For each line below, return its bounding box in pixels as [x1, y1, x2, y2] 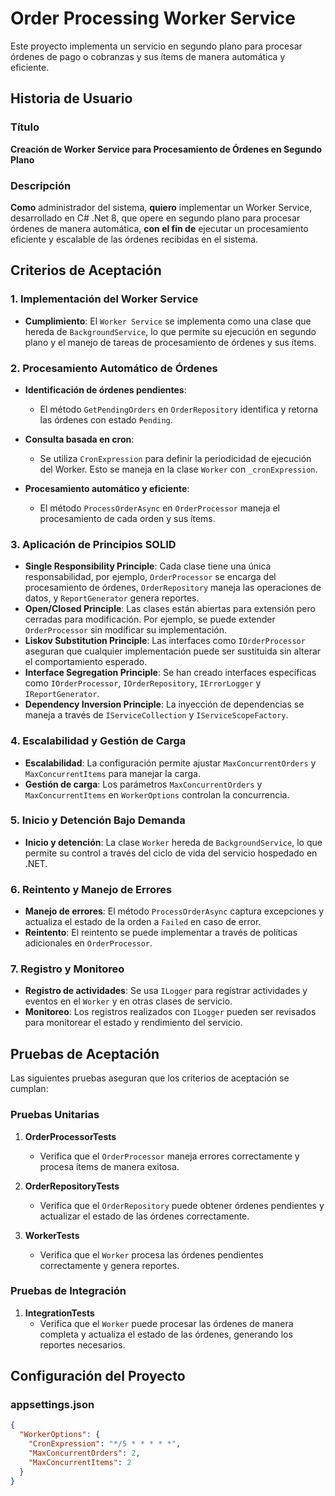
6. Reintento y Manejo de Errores [10, 882, 173, 896]
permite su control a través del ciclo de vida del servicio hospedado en [24, 847, 318, 859]
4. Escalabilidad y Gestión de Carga [10, 734, 187, 748]
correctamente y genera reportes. [39, 1259, 180, 1271]
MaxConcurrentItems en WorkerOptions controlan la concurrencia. [24, 788, 290, 801]
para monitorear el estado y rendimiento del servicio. [24, 1017, 243, 1029]
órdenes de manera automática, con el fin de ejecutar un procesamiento [10, 222, 309, 234]
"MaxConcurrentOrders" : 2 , [28, 1448, 141, 1459]
